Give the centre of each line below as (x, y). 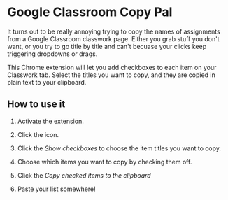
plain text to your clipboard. (47, 82)
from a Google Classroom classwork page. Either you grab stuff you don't (113, 38)
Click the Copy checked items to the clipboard (84, 175)
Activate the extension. (50, 121)
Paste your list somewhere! (56, 189)
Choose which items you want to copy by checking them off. (105, 162)
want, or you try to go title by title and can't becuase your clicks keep (107, 46)
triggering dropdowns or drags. (52, 54)
